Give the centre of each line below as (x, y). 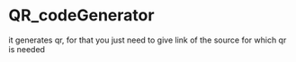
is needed (27, 49)
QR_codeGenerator (81, 15)
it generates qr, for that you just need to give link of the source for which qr (148, 40)
